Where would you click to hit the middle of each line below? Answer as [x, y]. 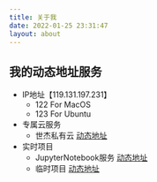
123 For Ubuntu [63, 114]
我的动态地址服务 [56, 72]
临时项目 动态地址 [67, 169]
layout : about [35, 34]
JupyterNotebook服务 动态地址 [91, 158]
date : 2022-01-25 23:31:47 [59, 26]
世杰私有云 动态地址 [71, 136]
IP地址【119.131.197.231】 [67, 95]
